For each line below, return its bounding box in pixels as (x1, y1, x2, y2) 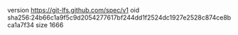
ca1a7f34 (7, 21, 34, 29)
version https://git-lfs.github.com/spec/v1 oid (7, 6, 140, 14)
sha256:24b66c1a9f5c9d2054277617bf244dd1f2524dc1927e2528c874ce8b (7, 13, 232, 22)
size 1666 (35, 21, 64, 29)
